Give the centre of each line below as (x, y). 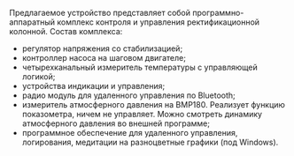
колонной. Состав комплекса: (66, 31)
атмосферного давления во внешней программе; (116, 123)
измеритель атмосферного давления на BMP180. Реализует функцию (154, 104)
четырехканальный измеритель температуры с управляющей (140, 67)
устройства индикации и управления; (93, 86)
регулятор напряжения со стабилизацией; (102, 48)
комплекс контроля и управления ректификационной (158, 22)
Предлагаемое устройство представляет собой (100, 13)
